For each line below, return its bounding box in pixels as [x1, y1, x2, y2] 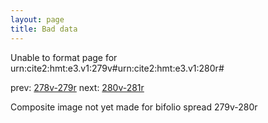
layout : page [10, 14, 65, 25]
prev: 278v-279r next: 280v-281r [10, 81, 145, 93]
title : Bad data [10, 24, 78, 34]
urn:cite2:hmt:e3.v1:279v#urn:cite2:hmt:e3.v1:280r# [10, 62, 225, 74]
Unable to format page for [10, 51, 118, 63]
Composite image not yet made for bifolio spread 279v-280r [10, 101, 258, 113]
